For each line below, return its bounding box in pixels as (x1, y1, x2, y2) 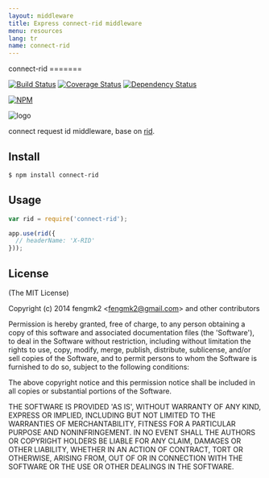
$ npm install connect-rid (8, 171, 99, 179)
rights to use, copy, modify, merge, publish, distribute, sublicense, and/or (8, 344, 251, 355)
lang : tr (8, 34, 38, 43)
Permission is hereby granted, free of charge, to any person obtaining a (8, 319, 246, 329)
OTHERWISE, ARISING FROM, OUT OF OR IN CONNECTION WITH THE (8, 453, 243, 463)
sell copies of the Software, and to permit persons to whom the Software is (8, 353, 258, 363)
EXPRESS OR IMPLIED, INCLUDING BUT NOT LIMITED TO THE (8, 410, 216, 420)
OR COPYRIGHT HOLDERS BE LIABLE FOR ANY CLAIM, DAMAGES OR (8, 436, 242, 446)
